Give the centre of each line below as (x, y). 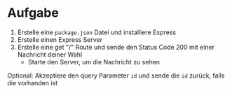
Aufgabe (33, 13)
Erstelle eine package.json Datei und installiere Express (97, 32)
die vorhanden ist (33, 83)
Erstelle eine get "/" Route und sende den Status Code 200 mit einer (116, 47)
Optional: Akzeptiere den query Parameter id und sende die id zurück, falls (116, 76)
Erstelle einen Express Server (60, 39)
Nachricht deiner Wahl (50, 55)
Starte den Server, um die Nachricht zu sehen (94, 62)
